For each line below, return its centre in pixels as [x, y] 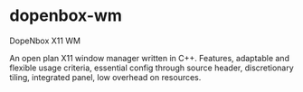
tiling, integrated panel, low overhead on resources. [105, 77]
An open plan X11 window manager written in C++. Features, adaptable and [149, 58]
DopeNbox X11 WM [45, 41]
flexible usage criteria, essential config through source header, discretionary [151, 68]
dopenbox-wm [66, 16]
